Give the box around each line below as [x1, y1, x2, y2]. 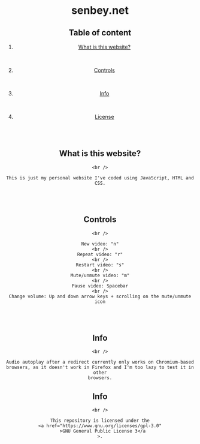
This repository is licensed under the [50, 418, 150, 424]
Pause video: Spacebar [71, 283, 129, 289]
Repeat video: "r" [77, 251, 123, 257]
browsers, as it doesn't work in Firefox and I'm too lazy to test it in [6, 364, 194, 371]
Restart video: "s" [75, 262, 125, 268]
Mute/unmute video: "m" [70, 272, 130, 278]
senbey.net [71, 4, 129, 17]
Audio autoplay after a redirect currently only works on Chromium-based [6, 359, 194, 365]
